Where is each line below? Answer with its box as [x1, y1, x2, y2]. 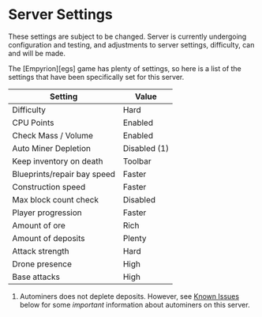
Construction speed [12, 181, 86, 192]
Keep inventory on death [12, 156, 103, 167]
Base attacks [12, 271, 61, 282]
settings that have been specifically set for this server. [8, 72, 185, 81]
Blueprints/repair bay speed [12, 168, 116, 179]
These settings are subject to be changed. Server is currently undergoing [8, 32, 247, 41]
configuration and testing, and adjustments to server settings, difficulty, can [8, 40, 255, 49]
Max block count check [12, 194, 99, 205]
